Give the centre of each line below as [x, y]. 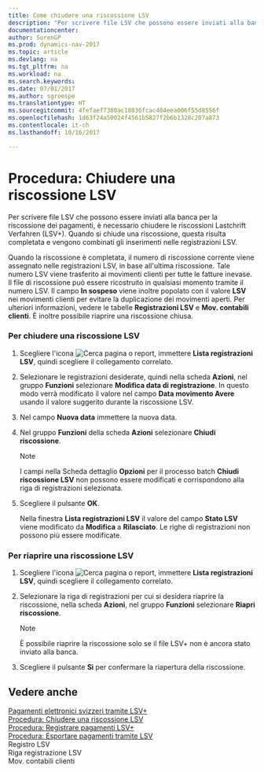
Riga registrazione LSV [45, 752]
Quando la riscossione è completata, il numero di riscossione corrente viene [131, 257]
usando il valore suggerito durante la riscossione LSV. [106, 401]
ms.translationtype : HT [47, 103]
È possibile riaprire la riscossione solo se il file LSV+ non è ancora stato [135, 644]
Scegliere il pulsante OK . [59, 503]
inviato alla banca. [49, 652]
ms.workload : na [35, 74]
